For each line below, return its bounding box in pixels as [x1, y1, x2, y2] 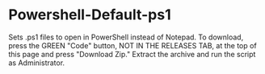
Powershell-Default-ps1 [8, 6, 171, 24]
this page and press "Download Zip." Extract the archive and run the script [8, 49, 256, 59]
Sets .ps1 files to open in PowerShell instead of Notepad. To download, [8, 32, 244, 42]
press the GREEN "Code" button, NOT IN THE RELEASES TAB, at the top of [8, 40, 257, 50]
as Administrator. [8, 58, 65, 68]
